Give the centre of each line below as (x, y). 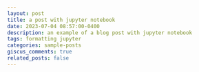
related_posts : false (38, 58)
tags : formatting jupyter (44, 39)
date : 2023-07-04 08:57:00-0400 (53, 26)
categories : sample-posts (44, 45)
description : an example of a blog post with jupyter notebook (100, 33)
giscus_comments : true (40, 52)
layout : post (26, 13)
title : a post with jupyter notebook (61, 20)
